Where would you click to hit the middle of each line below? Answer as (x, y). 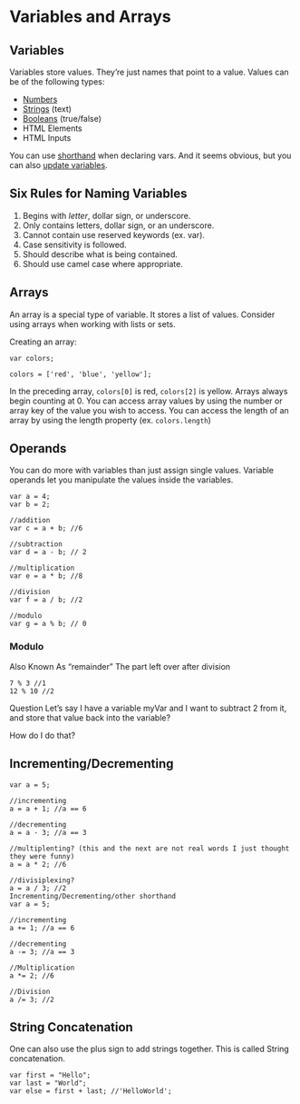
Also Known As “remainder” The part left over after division (120, 666)
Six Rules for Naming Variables (98, 194)
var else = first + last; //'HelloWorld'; (91, 1091)
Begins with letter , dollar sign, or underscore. (106, 215)
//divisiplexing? (42, 880)
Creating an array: (43, 342)
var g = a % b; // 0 (48, 624)
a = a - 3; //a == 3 (48, 832)
